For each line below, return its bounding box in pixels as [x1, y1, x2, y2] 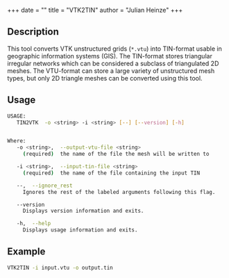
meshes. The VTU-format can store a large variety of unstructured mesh [7, 66, 215, 75]
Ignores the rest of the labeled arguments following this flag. [22, 188, 216, 195]
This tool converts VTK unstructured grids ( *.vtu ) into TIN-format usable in [7, 44, 222, 53]
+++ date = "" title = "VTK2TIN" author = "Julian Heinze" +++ [7, 6, 183, 14]
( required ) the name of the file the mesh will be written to [22, 151, 210, 158]
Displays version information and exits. [22, 208, 144, 215]
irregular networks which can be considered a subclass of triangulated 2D [7, 59, 219, 67]
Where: [7, 138, 26, 145]
